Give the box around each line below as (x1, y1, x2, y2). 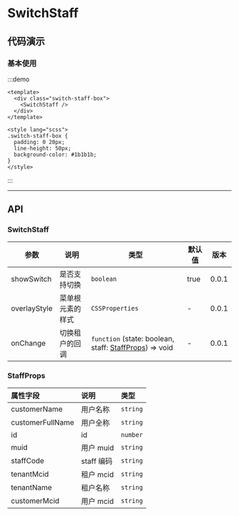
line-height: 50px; (14, 145, 72, 152)
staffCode (11, 455, 45, 465)
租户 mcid (80, 469, 114, 479)
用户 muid (80, 443, 115, 453)
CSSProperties (91, 304, 139, 312)
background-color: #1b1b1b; (14, 151, 97, 158)
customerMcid (11, 495, 60, 505)
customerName (11, 404, 63, 414)
